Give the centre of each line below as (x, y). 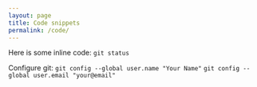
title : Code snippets (44, 23)
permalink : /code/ (39, 30)
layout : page (30, 15)
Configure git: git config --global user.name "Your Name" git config (124, 68)
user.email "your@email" (74, 76)
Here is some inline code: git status (69, 53)
